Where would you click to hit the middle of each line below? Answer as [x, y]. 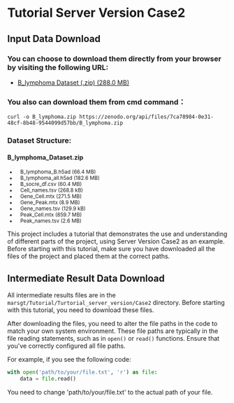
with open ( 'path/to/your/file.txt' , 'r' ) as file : [82, 372]
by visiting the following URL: [58, 67]
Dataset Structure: [39, 141]
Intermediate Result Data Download [86, 278]
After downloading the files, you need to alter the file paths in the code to [112, 324]
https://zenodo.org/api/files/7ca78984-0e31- [147, 117]
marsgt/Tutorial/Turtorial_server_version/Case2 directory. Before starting [116, 303]
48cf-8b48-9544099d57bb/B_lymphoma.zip [65, 123]
